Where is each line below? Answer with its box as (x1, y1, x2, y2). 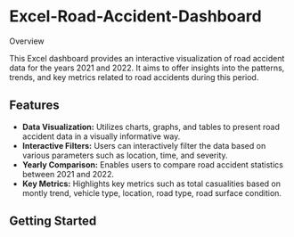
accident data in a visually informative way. (21, 131, 181, 142)
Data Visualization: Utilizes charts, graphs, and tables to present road (21, 121, 281, 132)
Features (9, 98, 60, 113)
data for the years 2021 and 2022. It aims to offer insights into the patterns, (9, 62, 285, 73)
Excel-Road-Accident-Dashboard (9, 6, 262, 27)
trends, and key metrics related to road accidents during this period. (9, 71, 259, 82)
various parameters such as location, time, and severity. (21, 150, 229, 160)
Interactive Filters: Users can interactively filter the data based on (21, 140, 266, 151)
